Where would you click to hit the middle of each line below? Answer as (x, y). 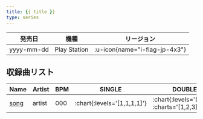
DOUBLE (185, 90)
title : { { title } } (31, 12)
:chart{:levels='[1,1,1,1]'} (111, 103)
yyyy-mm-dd (29, 49)
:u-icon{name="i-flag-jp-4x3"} (140, 49)
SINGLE (111, 90)
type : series (23, 17)
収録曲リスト (30, 72)
